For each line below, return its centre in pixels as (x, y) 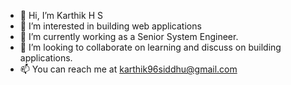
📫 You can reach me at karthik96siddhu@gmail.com (128, 69)
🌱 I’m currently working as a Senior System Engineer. (129, 36)
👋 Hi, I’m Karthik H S (61, 15)
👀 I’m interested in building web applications (110, 26)
